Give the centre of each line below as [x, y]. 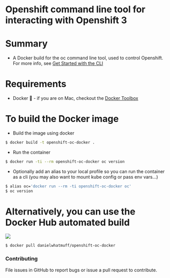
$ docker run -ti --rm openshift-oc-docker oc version [65, 162]
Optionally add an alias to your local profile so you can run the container [89, 171]
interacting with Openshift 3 [66, 20]
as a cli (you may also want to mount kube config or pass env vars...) [85, 177]
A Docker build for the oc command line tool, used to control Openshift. [88, 58]
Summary [26, 44]
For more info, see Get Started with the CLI [58, 63]
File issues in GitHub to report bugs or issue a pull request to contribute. [81, 270]
